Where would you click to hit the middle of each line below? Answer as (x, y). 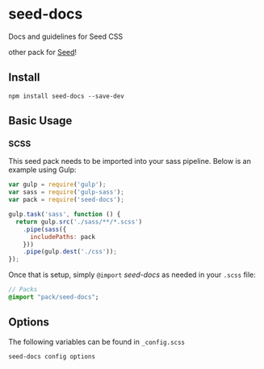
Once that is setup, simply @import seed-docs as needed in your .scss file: (132, 275)
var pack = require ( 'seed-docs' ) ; (67, 200)
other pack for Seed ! (43, 52)
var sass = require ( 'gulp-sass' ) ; (67, 192)
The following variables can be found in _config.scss (97, 342)
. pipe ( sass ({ (45, 229)
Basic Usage (40, 121)
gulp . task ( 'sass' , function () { (65, 215)
